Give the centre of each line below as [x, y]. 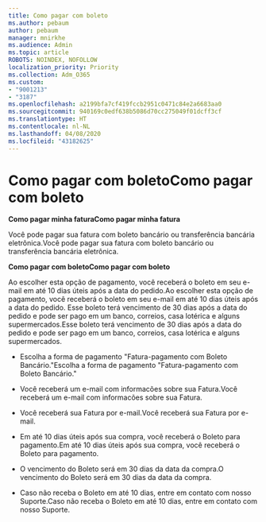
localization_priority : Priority [64, 68]
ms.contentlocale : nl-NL [49, 126]
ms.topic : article [39, 52]
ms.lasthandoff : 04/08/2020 [55, 133]
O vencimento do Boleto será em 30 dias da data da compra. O [121, 469]
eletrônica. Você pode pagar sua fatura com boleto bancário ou [111, 243]
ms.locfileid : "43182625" [51, 141]
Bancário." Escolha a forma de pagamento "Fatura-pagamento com [129, 365]
